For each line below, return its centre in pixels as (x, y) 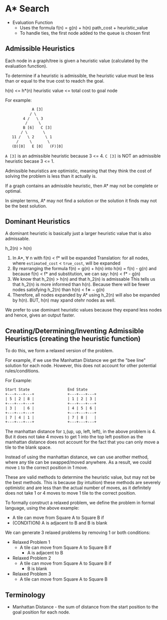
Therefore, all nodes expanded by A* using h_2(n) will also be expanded (86, 295)
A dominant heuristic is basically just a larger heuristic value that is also (78, 233)
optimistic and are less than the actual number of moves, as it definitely (78, 488)
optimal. (13, 191)
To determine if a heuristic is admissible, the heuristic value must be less (80, 76)
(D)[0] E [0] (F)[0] (38, 146)
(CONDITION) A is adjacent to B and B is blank (60, 523)
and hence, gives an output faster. (40, 315)
